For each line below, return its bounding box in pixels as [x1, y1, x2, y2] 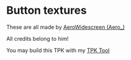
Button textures [6, 4, 87, 17]
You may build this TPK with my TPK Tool [6, 46, 110, 54]
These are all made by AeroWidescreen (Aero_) [6, 23, 125, 31]
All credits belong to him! [6, 35, 69, 42]
